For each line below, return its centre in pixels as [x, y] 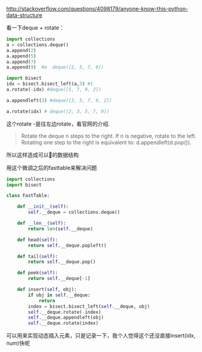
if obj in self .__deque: [59, 295]
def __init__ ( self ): [43, 207]
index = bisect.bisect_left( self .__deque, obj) [89, 306]
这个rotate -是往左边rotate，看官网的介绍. [58, 124]
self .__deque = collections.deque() [74, 212]
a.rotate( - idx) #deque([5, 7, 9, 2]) [54, 90]
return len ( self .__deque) [61, 229]
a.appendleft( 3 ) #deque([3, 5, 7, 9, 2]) [59, 100]
